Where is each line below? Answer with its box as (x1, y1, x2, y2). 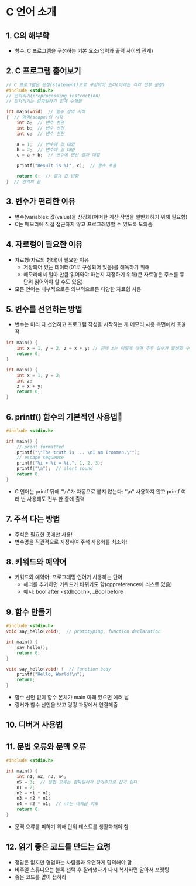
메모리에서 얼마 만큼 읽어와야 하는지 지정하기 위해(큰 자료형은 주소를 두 (23, 270, 185, 278)
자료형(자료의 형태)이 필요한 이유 (14, 256, 90, 263)
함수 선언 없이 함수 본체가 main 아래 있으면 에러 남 (14, 694, 129, 701)
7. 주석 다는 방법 (6, 514, 60, 524)
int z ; (16, 378, 33, 384)
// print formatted (16, 444, 64, 449)
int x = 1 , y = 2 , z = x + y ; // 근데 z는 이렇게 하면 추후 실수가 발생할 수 (16, 346, 190, 351)
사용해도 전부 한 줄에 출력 (27, 495, 85, 502)
